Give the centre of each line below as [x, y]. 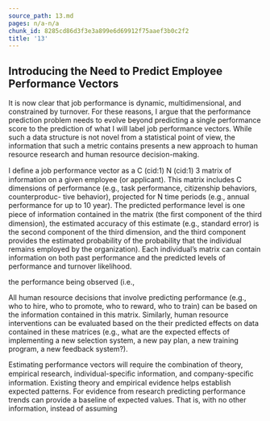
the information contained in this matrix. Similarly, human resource [118, 315]
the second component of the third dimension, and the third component [127, 232]
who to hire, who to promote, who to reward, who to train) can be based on [133, 306]
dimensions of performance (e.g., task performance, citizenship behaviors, [133, 188]
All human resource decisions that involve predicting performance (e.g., [128, 298]
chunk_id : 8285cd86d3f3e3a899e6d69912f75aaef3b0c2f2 [99, 31]
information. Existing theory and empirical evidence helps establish [120, 383]
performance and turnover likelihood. [70, 266]
